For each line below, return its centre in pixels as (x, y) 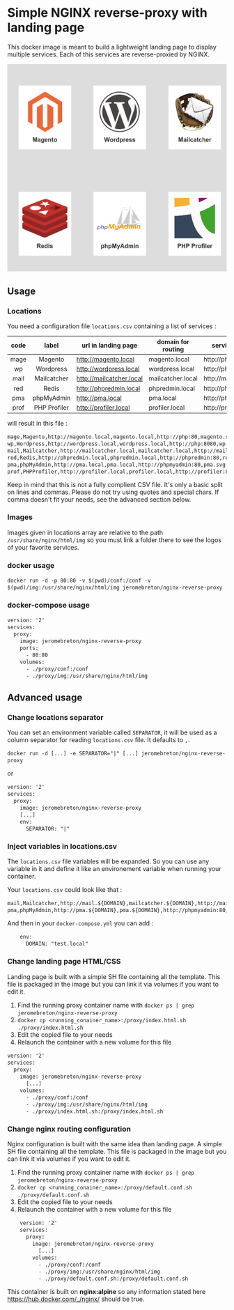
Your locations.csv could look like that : (65, 890)
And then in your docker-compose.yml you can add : (80, 923)
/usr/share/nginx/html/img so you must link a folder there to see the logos (114, 540)
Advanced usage (45, 697)
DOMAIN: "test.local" (57, 944)
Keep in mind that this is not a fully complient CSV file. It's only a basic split (115, 484)
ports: (29, 648)
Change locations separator (55, 717)
